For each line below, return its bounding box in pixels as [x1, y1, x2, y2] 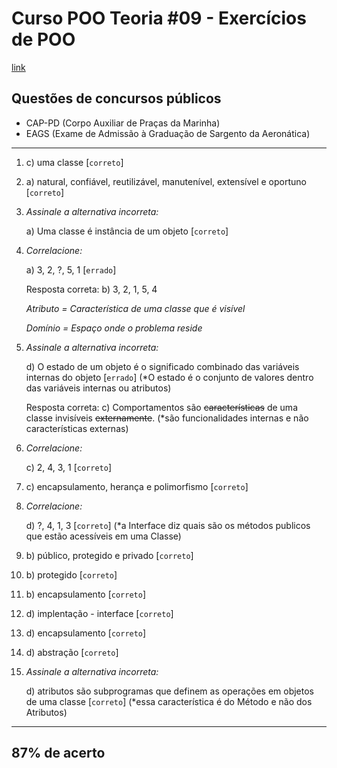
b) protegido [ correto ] [25, 568, 118, 581]
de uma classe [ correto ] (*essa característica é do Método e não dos [25, 695, 313, 707]
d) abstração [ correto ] [25, 646, 119, 658]
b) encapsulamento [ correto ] [25, 588, 146, 600]
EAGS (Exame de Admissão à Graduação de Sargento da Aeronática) [25, 127, 311, 139]
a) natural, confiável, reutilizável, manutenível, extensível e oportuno [25, 175, 307, 187]
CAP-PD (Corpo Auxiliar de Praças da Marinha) [25, 117, 221, 129]
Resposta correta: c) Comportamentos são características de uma [25, 401, 298, 413]
